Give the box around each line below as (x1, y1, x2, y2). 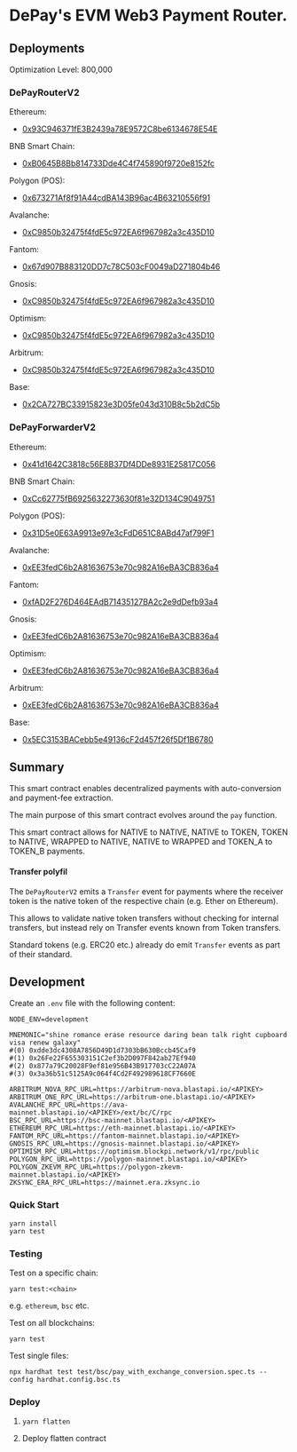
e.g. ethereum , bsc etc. (9, 1300, 90, 1311)
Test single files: (9, 1351, 69, 1361)
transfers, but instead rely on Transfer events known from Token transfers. (9, 922, 282, 932)
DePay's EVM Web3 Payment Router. (9, 5, 288, 26)
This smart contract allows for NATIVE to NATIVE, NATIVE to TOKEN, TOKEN (9, 827, 288, 837)
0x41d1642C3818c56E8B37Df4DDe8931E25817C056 (21, 458, 216, 469)
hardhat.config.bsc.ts (36, 1376, 121, 1385)
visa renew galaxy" (9, 1038, 82, 1048)
